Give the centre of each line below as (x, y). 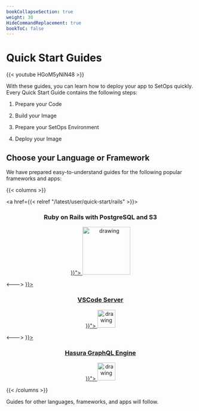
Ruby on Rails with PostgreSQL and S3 (100, 217)
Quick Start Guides (54, 58)
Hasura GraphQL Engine (100, 352)
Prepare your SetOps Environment (57, 127)
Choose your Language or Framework (78, 158)
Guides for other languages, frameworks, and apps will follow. (82, 401)
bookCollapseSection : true (40, 12)
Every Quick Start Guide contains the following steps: (72, 93)
